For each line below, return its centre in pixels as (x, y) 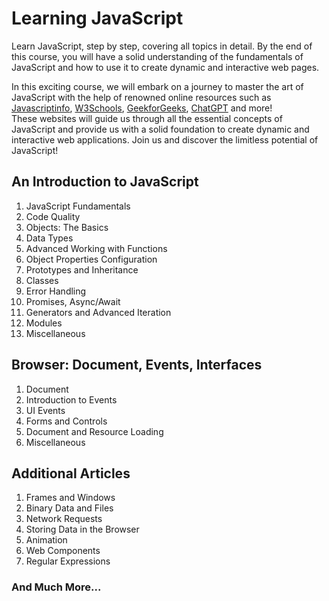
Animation (46, 540)
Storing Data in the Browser (82, 529)
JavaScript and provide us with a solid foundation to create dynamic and (160, 129)
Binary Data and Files (69, 508)
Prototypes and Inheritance (82, 269)
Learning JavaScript (97, 18)
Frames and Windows (70, 498)
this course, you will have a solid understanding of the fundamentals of (157, 56)
